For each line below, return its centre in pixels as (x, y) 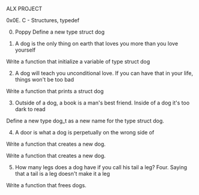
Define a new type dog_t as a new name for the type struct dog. (85, 121)
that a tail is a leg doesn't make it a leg (62, 174)
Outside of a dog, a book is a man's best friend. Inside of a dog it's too (102, 103)
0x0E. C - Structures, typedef (43, 20)
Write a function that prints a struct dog (55, 91)
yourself (25, 50)
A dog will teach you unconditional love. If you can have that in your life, (104, 73)
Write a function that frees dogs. (46, 185)
